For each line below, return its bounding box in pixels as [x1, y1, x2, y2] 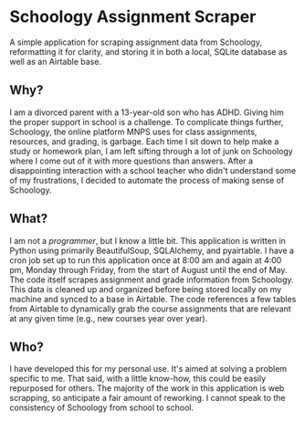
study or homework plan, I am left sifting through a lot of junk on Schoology [9, 145, 294, 156]
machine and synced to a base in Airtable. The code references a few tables [9, 293, 297, 304]
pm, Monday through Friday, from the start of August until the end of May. [9, 264, 288, 275]
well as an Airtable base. [9, 56, 102, 67]
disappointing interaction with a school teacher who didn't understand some [9, 164, 297, 175]
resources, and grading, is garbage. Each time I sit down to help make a [9, 135, 279, 147]
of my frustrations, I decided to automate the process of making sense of [9, 174, 285, 185]
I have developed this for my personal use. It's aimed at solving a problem [9, 364, 288, 375]
